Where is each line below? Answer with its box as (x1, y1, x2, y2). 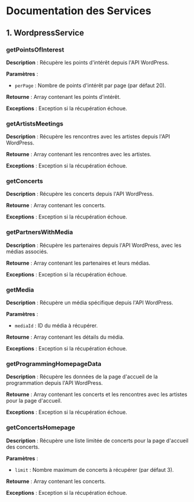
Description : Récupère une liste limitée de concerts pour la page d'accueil (6, 437, 189, 444)
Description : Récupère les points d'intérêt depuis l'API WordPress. (6, 59, 169, 66)
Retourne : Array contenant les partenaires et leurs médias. (6, 259, 150, 266)
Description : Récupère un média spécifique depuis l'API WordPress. (6, 299, 173, 306)
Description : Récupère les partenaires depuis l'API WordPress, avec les (6, 242, 182, 249)
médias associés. (6, 247, 48, 255)
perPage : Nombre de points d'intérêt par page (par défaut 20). (14, 82, 166, 89)
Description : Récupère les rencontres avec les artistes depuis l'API (6, 133, 170, 140)
